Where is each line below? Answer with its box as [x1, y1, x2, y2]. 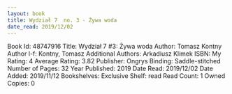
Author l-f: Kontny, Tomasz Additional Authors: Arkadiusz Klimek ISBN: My [7, 49, 222, 58]
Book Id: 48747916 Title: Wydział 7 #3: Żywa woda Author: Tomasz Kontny [7, 42, 222, 51]
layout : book [7, 10, 45, 17]
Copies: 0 [7, 79, 35, 88]
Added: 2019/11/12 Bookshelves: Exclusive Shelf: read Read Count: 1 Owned [7, 72, 226, 80]
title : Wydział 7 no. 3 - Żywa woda [7, 17, 117, 24]
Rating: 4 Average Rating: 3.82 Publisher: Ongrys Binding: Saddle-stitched [7, 57, 221, 65]
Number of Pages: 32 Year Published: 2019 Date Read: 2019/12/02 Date [7, 64, 213, 73]
